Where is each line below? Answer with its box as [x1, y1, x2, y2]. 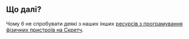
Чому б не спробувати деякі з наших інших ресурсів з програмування [6, 20, 183, 27]
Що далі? [6, 5, 42, 15]
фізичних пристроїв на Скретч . [6, 26, 84, 33]
